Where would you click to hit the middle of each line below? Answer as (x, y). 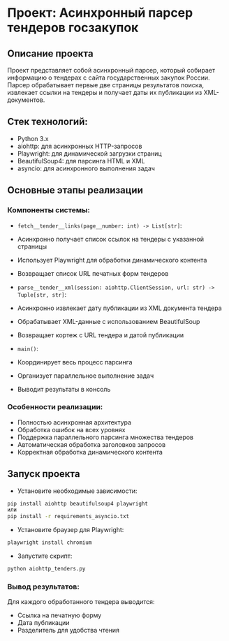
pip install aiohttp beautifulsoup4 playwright (78, 503)
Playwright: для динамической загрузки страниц (89, 153)
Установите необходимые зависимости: (77, 491)
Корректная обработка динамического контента (90, 452)
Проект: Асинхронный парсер (100, 13)
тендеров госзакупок (73, 28)
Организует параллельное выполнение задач (86, 376)
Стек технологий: (48, 122)
